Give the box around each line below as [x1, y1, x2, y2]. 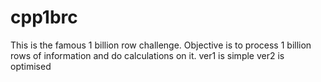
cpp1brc [10, 6, 78, 29]
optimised [10, 60, 52, 72]
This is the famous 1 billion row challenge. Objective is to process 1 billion [10, 39, 312, 51]
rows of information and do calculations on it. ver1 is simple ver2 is [10, 49, 285, 61]
